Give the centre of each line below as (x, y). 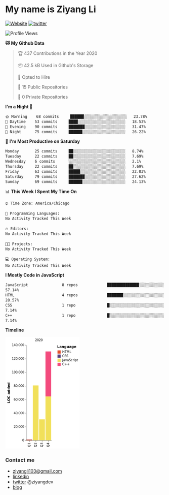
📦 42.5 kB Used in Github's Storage (55, 65)
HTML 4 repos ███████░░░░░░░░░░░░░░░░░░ (85, 295)
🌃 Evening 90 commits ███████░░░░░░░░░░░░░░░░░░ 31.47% (75, 127)
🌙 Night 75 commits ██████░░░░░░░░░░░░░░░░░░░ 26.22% (75, 132)
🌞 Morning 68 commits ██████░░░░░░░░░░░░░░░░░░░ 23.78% (76, 116)
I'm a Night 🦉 (19, 106)
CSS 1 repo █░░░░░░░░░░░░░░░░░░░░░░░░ (85, 305)
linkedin (21, 477)
